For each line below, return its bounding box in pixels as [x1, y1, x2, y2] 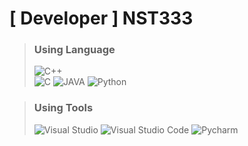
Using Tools [33, 101, 94, 115]
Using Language [33, 43, 116, 57]
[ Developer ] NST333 [9, 7, 194, 30]
